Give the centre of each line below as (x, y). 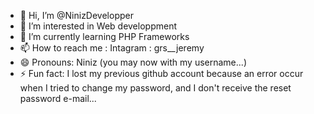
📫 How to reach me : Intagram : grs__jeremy (112, 48)
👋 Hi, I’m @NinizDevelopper (76, 15)
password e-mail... (58, 98)
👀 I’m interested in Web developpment (98, 26)
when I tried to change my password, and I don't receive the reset (155, 88)
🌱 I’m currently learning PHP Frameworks (104, 36)
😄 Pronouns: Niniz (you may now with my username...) (133, 62)
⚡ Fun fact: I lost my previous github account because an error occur (161, 73)
